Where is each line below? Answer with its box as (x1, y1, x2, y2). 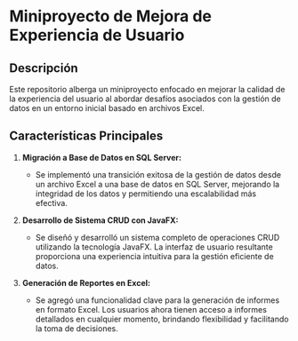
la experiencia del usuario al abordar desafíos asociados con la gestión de (9, 93, 282, 104)
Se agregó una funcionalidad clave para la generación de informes (35, 295, 280, 305)
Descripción (9, 60, 78, 75)
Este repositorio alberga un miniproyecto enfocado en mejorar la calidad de (9, 84, 286, 94)
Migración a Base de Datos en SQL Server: (21, 152, 182, 163)
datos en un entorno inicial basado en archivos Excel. (9, 103, 205, 113)
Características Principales (9, 129, 164, 144)
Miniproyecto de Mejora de (9, 6, 212, 27)
